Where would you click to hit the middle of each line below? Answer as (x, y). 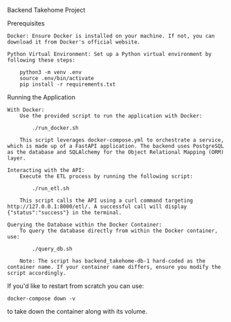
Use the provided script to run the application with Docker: (111, 116)
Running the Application (41, 97)
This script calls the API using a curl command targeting (107, 200)
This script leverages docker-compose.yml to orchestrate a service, (122, 140)
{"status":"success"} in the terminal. (65, 213)
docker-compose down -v (41, 299)
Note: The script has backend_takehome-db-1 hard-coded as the (113, 261)
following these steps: (41, 60)
